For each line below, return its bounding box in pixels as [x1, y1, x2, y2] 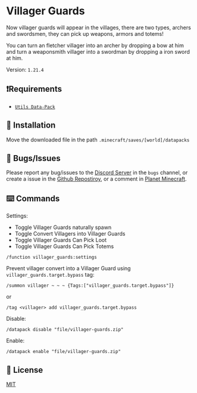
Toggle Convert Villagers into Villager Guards [14, 230, 126, 237]
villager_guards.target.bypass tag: [6, 271, 95, 278]
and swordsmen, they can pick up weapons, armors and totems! [6, 30, 164, 37]
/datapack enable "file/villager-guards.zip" [6, 349, 121, 355]
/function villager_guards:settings [6, 255, 97, 261]
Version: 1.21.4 [6, 66, 44, 73]
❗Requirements [6, 84, 62, 94]
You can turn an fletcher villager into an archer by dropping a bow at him [6, 42, 185, 49]
